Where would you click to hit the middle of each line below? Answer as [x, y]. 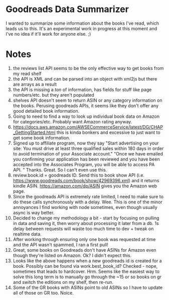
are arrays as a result [35, 84]
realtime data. [27, 234]
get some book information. [42, 137]
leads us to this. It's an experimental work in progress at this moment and [81, 28]
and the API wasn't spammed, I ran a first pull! [60, 245]
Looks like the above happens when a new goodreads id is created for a [87, 261]
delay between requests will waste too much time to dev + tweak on [83, 229]
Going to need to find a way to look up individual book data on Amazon [86, 116]
